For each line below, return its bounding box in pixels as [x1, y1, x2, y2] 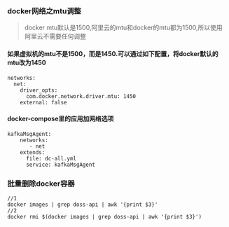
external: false [20, 99, 68, 106]
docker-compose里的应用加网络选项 [7, 114, 114, 123]
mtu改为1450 [7, 58, 47, 67]
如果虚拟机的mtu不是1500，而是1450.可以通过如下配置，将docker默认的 [7, 49, 218, 57]
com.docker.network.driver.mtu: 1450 [25, 92, 137, 99]
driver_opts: [20, 86, 58, 94]
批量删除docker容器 [7, 179, 75, 188]
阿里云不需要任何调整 [24, 32, 86, 41]
